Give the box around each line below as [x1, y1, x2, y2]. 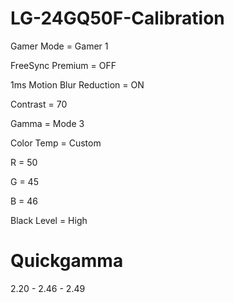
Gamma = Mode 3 [10, 117, 85, 129]
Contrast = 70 [10, 98, 68, 110]
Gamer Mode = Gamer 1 [10, 40, 109, 52]
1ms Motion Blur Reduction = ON [10, 78, 145, 91]
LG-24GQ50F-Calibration [10, 7, 225, 30]
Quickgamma [10, 250, 124, 272]
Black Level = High [10, 214, 88, 226]
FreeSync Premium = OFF [10, 59, 117, 71]
